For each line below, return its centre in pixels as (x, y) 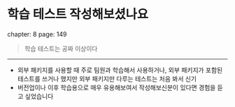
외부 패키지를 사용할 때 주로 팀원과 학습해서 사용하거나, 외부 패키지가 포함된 (120, 70)
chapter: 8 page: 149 (37, 34)
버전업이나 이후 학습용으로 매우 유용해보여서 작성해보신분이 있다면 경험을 (116, 87)
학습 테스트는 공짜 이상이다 (61, 48)
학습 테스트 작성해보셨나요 (78, 14)
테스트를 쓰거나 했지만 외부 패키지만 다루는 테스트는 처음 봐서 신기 (107, 78)
